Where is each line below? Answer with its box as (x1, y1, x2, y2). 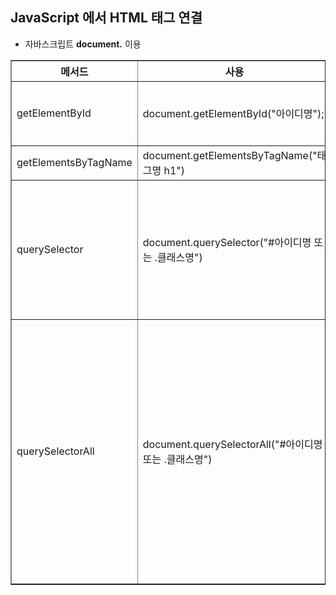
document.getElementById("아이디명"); (142, 106, 325, 120)
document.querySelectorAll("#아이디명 (142, 437, 323, 451)
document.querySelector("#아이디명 (142, 235, 312, 249)
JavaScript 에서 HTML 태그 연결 (10, 9, 203, 27)
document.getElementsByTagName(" (142, 148, 318, 162)
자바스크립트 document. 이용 (24, 38, 142, 50)
